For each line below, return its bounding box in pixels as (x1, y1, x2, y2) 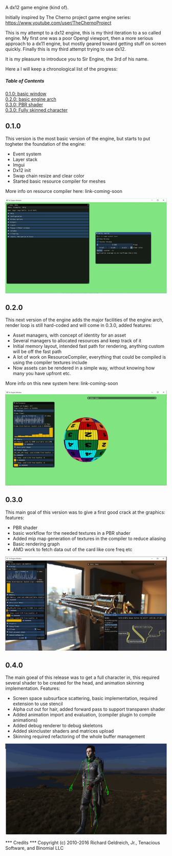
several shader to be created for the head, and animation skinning (5, 680, 144, 686)
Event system (12, 151, 42, 157)
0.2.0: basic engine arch (5, 96, 56, 102)
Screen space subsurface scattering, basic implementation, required (12, 695, 158, 702)
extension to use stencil (12, 701, 63, 707)
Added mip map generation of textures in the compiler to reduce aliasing (12, 535, 166, 541)
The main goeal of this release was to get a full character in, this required (5, 674, 160, 680)
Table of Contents (5, 77, 45, 84)
